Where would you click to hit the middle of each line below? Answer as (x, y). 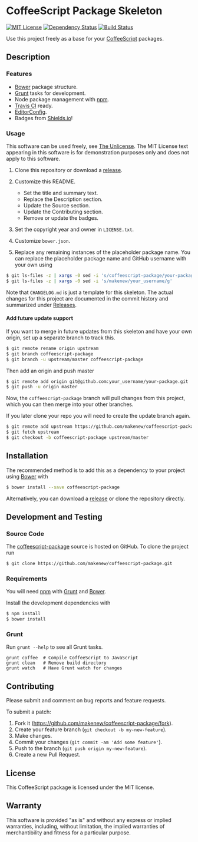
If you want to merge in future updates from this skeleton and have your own (99, 331)
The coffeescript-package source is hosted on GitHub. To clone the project (97, 547)
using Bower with (27, 476)
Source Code (25, 533)
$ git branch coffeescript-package (50, 354)
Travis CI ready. (34, 105)
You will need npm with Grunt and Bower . (56, 592)
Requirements (27, 579)
